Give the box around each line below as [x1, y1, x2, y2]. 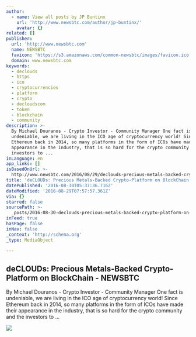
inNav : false [6, 226, 38, 232]
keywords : [6, 63, 30, 69]
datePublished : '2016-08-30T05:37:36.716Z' [6, 183, 114, 188]
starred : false [6, 199, 43, 205]
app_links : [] [6, 161, 41, 167]
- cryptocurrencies [11, 85, 59, 91]
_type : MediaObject [6, 237, 54, 243]
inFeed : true [6, 215, 38, 221]
